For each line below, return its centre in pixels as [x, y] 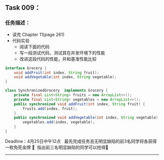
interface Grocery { [26, 68]
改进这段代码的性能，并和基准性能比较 [58, 59]
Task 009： [23, 8]
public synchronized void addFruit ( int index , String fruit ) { [80, 104]
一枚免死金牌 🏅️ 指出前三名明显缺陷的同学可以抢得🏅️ [57, 147]
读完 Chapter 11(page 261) [38, 34]
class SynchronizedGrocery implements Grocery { [57, 91]
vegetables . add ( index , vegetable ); [59, 122]
